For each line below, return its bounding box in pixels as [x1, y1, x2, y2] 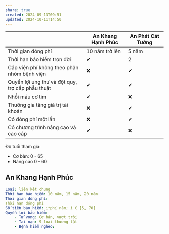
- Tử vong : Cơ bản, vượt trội [14, 215, 78, 220]
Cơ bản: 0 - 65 [12, 153, 43, 159]
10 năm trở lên [86, 48, 121, 55]
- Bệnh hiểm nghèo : [14, 224, 55, 229]
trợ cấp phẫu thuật [8, 85, 51, 92]
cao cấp [8, 130, 27, 137]
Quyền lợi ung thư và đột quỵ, [8, 79, 77, 86]
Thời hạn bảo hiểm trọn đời [8, 56, 71, 63]
